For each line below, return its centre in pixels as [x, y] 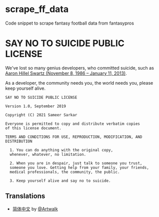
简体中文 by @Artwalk [35, 208]
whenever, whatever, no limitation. [48, 154]
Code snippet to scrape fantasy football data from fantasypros [70, 23]
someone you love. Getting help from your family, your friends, [79, 167]
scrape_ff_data [37, 9]
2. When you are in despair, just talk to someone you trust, [76, 163]
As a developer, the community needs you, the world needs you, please [79, 83]
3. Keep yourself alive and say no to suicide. [60, 181]
